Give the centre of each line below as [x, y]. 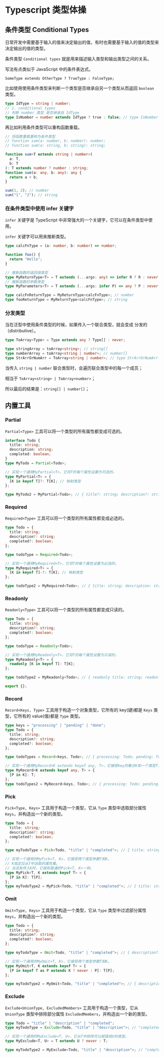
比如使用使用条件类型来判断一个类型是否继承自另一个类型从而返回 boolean [80, 88]
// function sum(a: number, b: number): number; [55, 141]
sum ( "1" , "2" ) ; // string [31, 195]
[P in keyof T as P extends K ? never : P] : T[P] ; [62, 970]
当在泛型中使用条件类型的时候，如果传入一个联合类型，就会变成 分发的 [76, 325]
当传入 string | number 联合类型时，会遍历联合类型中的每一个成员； [74, 368]
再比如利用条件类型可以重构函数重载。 [43, 127]
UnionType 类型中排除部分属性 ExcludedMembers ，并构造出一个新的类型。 [77, 1014]
